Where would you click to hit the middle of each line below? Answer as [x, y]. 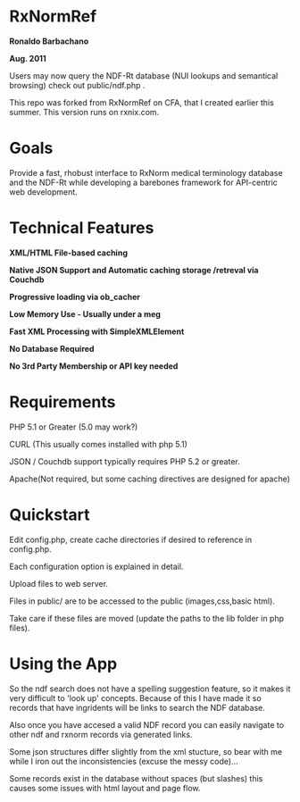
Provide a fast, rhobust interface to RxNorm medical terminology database [146, 172]
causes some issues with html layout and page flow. [105, 788]
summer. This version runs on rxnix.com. [84, 112]
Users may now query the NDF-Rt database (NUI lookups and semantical [144, 75]
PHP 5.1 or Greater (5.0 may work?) [74, 427]
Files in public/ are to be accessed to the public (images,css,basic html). [142, 601]
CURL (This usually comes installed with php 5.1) [98, 444]
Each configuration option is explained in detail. [96, 566]
